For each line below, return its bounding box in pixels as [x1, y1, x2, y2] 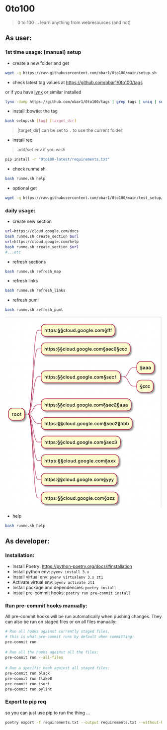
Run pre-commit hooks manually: [5, 602, 88, 609]
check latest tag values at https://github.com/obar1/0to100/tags [12, 79, 143, 85]
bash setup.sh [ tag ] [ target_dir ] [5, 118, 77, 123]
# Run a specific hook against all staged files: [5, 666, 110, 671]
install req [12, 137, 33, 143]
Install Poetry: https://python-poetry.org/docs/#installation [12, 563, 133, 569]
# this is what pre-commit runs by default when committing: [5, 634, 135, 639]
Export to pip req [5, 698, 46, 705]
